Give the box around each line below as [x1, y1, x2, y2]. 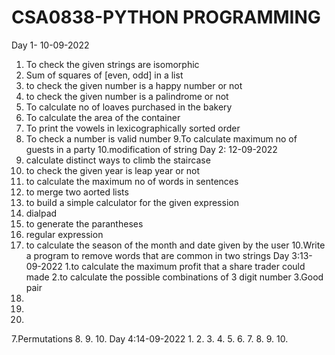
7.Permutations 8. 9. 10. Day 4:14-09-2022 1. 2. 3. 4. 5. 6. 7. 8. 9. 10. [11, 332, 289, 345]
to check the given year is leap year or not [25, 164, 201, 176]
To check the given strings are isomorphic [25, 58, 200, 70]
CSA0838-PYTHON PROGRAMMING [11, 6, 321, 29]
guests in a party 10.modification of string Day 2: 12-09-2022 [25, 143, 278, 155]
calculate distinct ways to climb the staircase [25, 154, 211, 166]
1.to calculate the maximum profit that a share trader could [64, 260, 306, 272]
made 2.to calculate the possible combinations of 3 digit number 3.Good [25, 271, 324, 283]
